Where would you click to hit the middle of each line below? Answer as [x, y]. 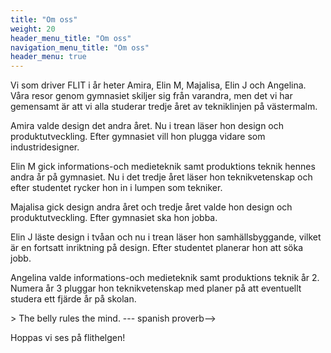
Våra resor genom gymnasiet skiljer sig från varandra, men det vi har [151, 96]
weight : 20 [33, 29]
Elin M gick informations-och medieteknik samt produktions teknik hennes [163, 167]
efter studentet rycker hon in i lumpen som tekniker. [116, 188]
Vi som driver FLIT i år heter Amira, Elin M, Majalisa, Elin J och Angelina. [158, 85]
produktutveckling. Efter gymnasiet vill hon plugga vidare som [138, 137]
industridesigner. [45, 147]
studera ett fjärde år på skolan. [73, 299]
